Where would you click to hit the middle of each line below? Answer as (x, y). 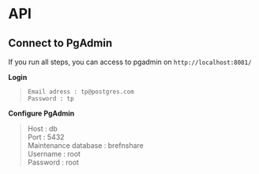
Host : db (42, 129)
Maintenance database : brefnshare (86, 146)
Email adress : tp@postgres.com (81, 92)
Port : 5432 (46, 137)
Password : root (53, 162)
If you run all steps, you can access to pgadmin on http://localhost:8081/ (130, 62)
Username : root (54, 154)
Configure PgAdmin (41, 113)
